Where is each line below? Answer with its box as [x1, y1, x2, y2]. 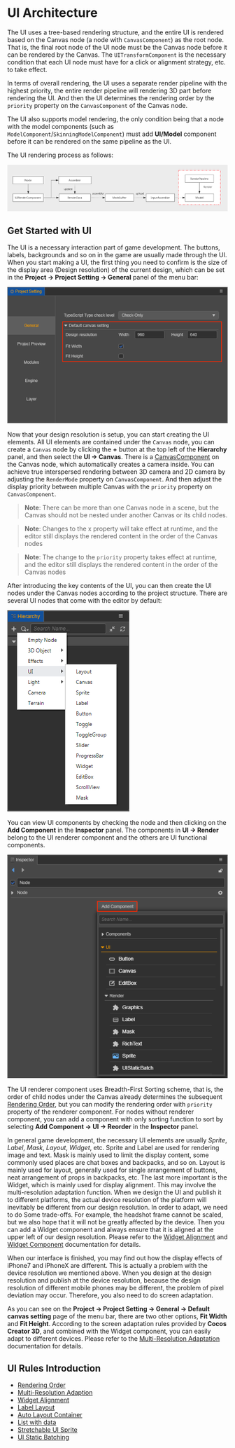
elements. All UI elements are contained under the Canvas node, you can [7, 437, 215, 446]
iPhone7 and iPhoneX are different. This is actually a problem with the [7, 1262, 208, 1270]
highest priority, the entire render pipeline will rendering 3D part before [7, 86, 212, 95]
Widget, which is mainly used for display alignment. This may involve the [7, 1181, 217, 1189]
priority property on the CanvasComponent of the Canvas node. [7, 101, 188, 109]
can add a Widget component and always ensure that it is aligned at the [7, 1225, 214, 1234]
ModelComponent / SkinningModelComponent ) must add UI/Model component [7, 130, 217, 138]
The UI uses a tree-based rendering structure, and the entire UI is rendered [7, 28, 224, 36]
